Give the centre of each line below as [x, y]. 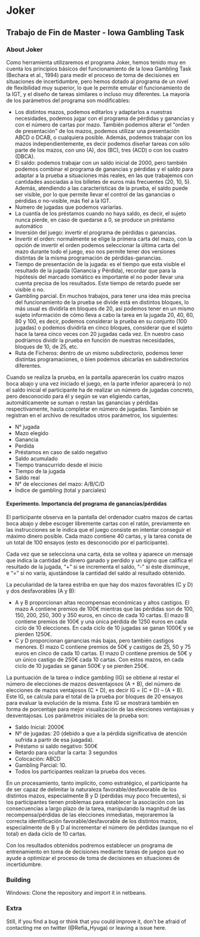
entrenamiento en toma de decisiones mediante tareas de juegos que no [95, 852]
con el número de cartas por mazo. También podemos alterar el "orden [102, 124]
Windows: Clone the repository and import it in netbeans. [76, 893]
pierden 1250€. [33, 634]
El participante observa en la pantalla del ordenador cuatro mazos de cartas [99, 517]
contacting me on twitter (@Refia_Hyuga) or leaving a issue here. [86, 927]
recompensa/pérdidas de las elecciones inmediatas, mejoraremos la [90, 815]
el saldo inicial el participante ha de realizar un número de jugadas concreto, [100, 390]
